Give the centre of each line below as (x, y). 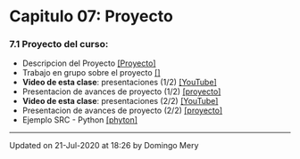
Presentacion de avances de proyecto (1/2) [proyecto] (121, 91)
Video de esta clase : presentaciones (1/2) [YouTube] (119, 83)
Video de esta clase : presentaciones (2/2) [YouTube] (120, 101)
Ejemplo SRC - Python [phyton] (80, 120)
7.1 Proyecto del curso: (59, 44)
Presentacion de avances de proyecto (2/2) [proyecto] (122, 111)
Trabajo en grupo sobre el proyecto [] (91, 73)
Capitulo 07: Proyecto (92, 16)
